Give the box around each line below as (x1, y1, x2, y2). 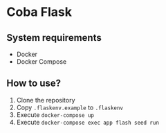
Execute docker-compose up (16, 110, 95, 118)
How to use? (6, 78, 62, 89)
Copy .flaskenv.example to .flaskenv (16, 103, 124, 112)
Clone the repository (16, 96, 75, 104)
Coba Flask (6, 4, 72, 20)
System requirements (6, 32, 102, 44)
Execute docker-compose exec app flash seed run (16, 118, 160, 126)
